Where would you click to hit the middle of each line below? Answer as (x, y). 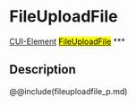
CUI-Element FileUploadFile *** (67, 41)
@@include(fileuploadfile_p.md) (68, 91)
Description (42, 70)
